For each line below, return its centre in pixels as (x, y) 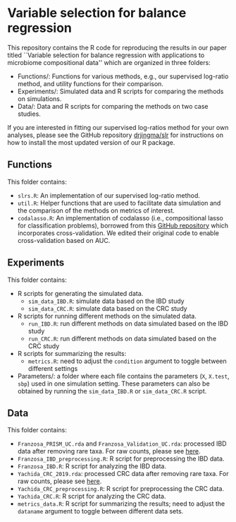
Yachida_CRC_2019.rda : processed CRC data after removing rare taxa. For (123, 474)
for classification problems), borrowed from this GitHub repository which (123, 225)
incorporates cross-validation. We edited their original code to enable (118, 233)
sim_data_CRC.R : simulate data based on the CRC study (108, 308)
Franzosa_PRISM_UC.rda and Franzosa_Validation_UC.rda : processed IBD (122, 444)
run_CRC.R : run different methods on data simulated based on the (122, 338)
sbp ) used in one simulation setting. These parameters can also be (113, 384)
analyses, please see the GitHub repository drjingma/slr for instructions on (116, 135)
